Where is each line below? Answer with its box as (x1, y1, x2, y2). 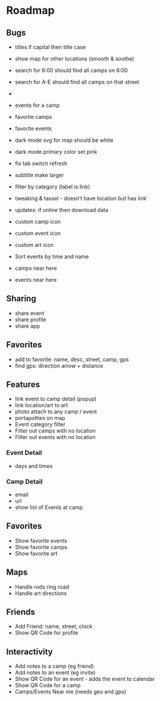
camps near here (14, 265, 57, 272)
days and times (14, 462, 53, 469)
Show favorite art (14, 550, 58, 557)
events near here (14, 276, 57, 283)
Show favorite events (14, 537, 68, 544)
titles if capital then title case (14, 43, 86, 50)
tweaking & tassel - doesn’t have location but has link (14, 195, 147, 202)
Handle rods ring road (14, 583, 69, 590)
